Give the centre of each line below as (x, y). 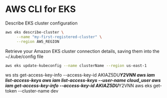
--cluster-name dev (38, 91)
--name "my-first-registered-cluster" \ (59, 37)
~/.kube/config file (24, 56)
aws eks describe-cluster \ (35, 32)
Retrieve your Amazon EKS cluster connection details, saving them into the (82, 51)
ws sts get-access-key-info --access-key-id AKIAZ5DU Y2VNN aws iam (80, 75)
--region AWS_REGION (38, 41)
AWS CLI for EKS (41, 9)
